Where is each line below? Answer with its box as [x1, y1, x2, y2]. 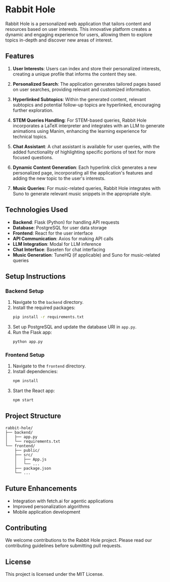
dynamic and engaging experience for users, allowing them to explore [5, 31, 153, 37]
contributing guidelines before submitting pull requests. [5, 542, 122, 549]
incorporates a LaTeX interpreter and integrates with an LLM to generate [12, 122, 165, 129]
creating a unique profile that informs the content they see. [12, 71, 137, 77]
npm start [12, 398, 34, 403]
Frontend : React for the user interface [12, 230, 93, 236]
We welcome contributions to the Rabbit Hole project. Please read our [5, 537, 152, 544]
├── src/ [14, 452, 33, 457]
